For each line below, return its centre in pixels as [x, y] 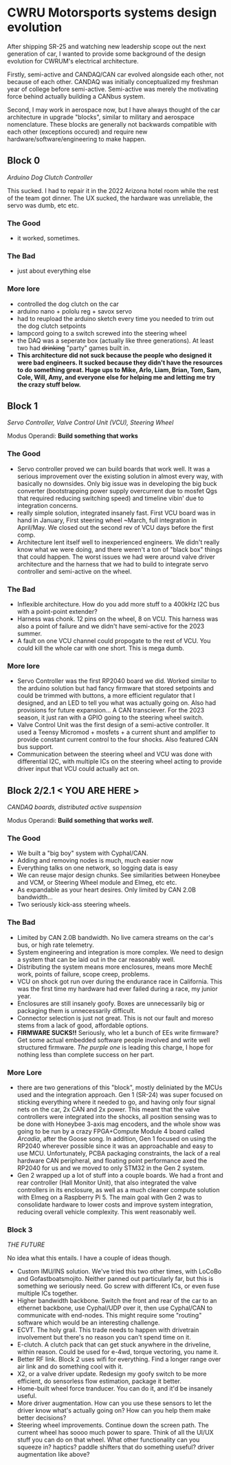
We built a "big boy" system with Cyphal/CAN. [82, 853]
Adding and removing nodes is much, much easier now [95, 861]
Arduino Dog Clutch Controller [50, 177]
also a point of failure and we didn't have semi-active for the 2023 [111, 626]
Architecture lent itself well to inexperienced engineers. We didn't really [118, 542]
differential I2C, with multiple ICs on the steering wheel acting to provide [119, 761]
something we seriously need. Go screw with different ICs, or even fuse [118, 1286]
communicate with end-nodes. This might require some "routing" [109, 1315]
